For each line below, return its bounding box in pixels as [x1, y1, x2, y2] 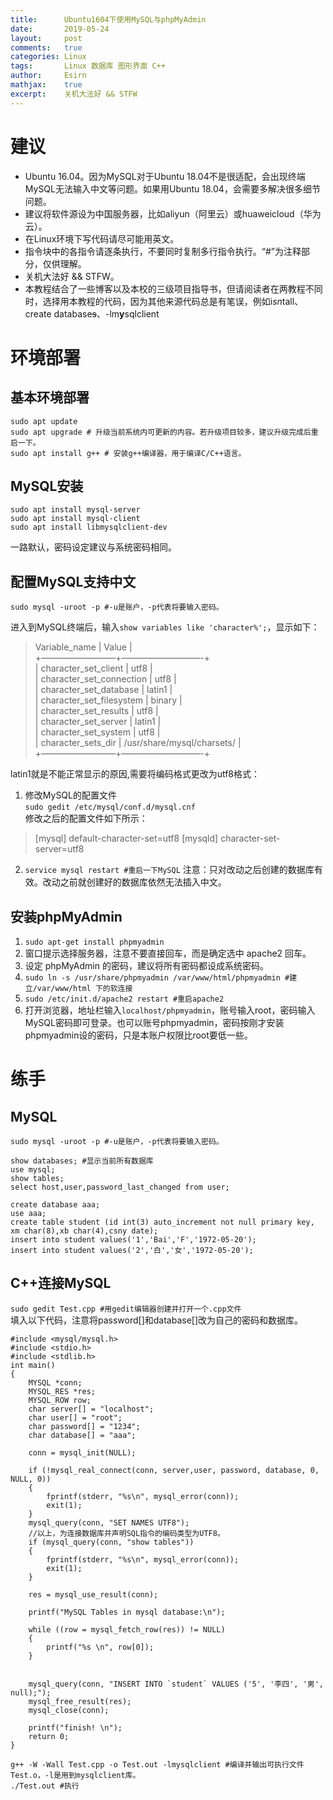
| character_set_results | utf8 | [34, 705, 159, 717]
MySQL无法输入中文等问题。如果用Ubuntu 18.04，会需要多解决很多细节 [24, 182, 321, 195]
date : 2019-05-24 [10, 24, 110, 34]
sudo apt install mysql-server [10, 505, 141, 515]
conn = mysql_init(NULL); [28, 1447, 137, 1458]
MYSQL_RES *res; [28, 1386, 97, 1396]
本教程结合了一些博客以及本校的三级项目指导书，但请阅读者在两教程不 [24, 282, 315, 295]
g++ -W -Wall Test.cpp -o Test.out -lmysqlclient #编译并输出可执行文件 [10, 1759, 305, 1770]
